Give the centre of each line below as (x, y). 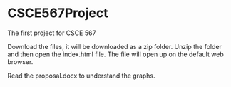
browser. (20, 61)
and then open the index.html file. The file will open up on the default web (116, 54)
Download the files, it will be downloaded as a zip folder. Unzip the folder (115, 46)
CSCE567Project (58, 13)
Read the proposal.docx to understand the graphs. (81, 76)
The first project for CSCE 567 (52, 33)
